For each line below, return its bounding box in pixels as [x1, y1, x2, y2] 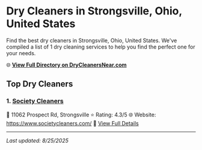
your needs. [6, 49, 36, 56]
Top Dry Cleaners [6, 79, 73, 89]
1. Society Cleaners [6, 97, 64, 106]
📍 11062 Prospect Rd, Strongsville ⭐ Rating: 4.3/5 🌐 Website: [6, 111, 156, 118]
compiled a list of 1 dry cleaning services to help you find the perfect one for [6, 43, 195, 50]
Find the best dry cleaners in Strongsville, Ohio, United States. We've [6, 37, 177, 44]
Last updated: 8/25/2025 [6, 137, 69, 144]
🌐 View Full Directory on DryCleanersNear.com [6, 61, 127, 68]
